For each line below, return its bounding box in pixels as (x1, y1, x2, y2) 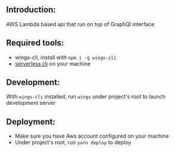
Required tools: (6, 38, 65, 48)
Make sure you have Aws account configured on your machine (14, 132, 169, 139)
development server (6, 100, 56, 107)
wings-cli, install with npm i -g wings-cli (14, 54, 116, 61)
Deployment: (6, 116, 56, 127)
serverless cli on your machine (14, 60, 91, 67)
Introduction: (6, 5, 56, 15)
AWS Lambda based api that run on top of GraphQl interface (6, 20, 155, 27)
